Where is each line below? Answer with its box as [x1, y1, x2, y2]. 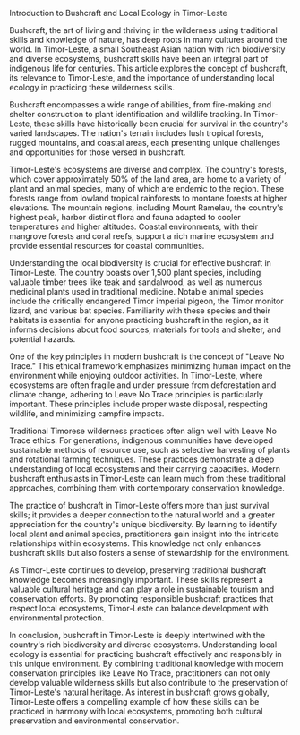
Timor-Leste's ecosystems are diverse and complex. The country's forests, [9, 165, 287, 175]
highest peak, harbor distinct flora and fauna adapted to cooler [9, 212, 242, 222]
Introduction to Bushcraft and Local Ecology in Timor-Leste [9, 8, 227, 18]
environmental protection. [9, 612, 105, 623]
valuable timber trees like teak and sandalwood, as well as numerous [9, 277, 263, 287]
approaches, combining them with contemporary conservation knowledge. [9, 483, 285, 493]
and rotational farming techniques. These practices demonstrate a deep [9, 454, 275, 465]
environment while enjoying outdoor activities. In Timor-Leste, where [9, 371, 263, 380]
